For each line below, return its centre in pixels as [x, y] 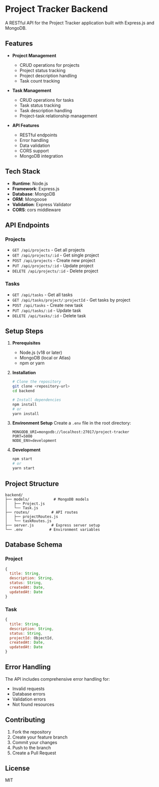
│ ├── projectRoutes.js [32, 517]
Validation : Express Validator [42, 204]
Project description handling [48, 76]
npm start [22, 459]
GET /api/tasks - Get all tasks [42, 295]
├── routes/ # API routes [42, 512]
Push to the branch [32, 747]
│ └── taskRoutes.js [28, 521]
